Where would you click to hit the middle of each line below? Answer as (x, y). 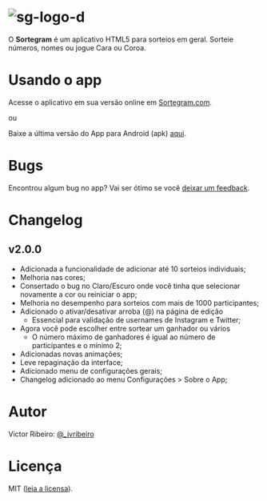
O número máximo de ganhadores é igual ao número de (124, 337)
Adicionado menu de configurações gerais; (91, 371)
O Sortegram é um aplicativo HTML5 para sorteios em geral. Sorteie (121, 39)
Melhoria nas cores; (52, 277)
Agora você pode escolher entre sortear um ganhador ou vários (125, 328)
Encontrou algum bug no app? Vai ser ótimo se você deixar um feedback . (129, 187)
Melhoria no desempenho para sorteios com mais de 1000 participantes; (139, 303)
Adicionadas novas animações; (71, 354)
